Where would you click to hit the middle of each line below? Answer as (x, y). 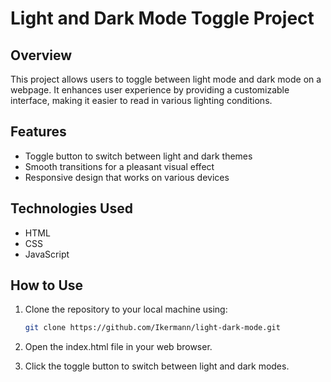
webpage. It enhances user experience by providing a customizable (150, 90)
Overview (41, 55)
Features (38, 132)
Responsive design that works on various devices (127, 177)
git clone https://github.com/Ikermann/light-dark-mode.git (152, 328)
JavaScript (47, 254)
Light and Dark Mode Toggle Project (162, 18)
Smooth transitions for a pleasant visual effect (119, 166)
